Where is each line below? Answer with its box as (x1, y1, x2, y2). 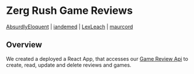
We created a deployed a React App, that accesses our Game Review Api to (6, 55, 189, 62)
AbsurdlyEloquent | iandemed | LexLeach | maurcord (6, 23, 133, 30)
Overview (6, 40, 43, 50)
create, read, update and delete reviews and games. (6, 61, 131, 68)
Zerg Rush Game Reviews (6, 4, 133, 17)
